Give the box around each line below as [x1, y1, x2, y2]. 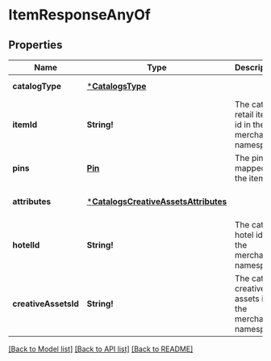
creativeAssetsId [12, 298, 79, 309]
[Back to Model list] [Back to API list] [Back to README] [8, 344, 194, 354]
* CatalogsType [86, 81, 147, 91]
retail [235, 109, 254, 120]
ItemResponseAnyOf [8, 6, 151, 24]
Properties [8, 38, 63, 52]
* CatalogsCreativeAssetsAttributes [86, 196, 227, 207]
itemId [12, 119, 38, 130]
